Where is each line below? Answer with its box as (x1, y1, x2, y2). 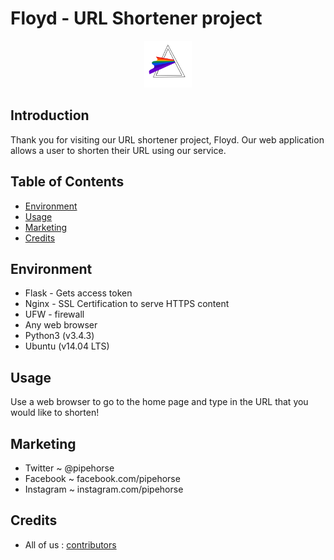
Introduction (10, 107, 90, 124)
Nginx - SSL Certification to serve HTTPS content (24, 298, 230, 310)
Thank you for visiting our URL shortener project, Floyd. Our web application (10, 133, 325, 146)
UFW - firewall (24, 308, 85, 321)
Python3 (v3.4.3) (24, 330, 95, 342)
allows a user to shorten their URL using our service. (10, 144, 227, 156)
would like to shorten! (10, 407, 100, 419)
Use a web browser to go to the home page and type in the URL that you (10, 396, 309, 408)
